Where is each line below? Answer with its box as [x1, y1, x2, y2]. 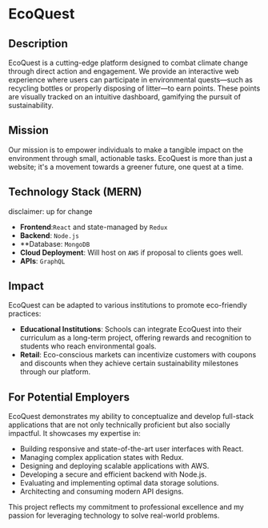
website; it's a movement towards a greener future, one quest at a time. [8, 162, 244, 171]
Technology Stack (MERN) [8, 185, 142, 199]
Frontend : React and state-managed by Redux [19, 222, 168, 232]
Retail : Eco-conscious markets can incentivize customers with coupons [19, 350, 257, 360]
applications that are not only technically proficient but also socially [8, 420, 230, 429]
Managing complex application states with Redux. [19, 453, 184, 462]
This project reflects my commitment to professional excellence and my [8, 502, 244, 512]
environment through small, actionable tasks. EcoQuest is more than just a [8, 153, 254, 163]
